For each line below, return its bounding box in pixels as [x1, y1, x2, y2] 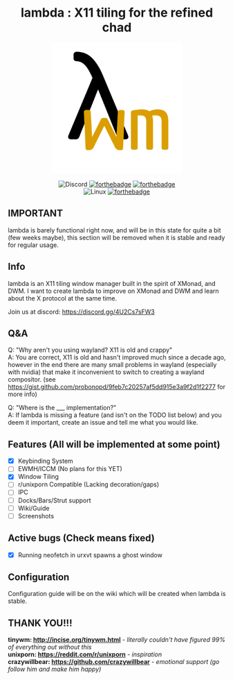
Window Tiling [17, 473, 59, 481]
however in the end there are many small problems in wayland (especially [8, 361, 217, 369]
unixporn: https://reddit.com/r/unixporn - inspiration [8, 650, 162, 658]
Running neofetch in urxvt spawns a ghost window [17, 550, 163, 559]
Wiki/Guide [17, 504, 50, 512]
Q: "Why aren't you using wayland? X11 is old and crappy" [8, 346, 173, 355]
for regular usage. [8, 241, 59, 249]
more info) [8, 390, 37, 398]
